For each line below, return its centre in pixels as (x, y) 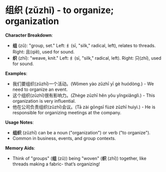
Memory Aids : (20, 148)
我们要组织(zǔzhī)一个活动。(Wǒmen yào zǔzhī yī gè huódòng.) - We (83, 84)
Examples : (16, 73)
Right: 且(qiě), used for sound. (43, 52)
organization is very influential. (44, 101)
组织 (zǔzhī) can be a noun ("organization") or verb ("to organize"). (81, 132)
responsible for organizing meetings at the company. (67, 112)
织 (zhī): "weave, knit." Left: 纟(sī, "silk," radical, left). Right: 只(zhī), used (87, 58)
